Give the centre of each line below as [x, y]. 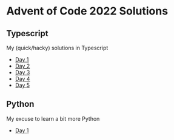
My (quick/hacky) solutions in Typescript [57, 48]
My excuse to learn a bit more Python [53, 118]
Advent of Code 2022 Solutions [87, 11]
